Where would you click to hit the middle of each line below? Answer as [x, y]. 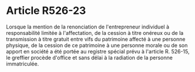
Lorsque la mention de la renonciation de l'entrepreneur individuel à [88, 27]
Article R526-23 [46, 11]
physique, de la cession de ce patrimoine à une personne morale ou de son [97, 45]
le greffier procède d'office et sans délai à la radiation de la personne [89, 57]
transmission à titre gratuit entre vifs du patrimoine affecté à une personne [96, 39]
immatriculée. [23, 64]
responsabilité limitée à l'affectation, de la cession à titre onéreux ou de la [95, 33]
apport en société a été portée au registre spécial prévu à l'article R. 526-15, [98, 51]
